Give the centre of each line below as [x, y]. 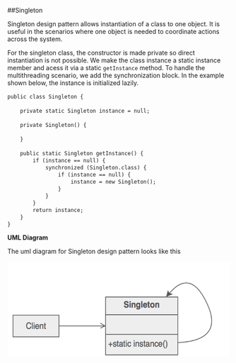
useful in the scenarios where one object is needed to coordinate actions [113, 32]
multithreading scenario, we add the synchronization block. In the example [116, 75]
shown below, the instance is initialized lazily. [73, 83]
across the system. [35, 39]
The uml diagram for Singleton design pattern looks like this [94, 251]
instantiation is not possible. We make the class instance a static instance [114, 60]
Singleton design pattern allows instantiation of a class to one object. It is [114, 24]
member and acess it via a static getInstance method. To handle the [106, 68]
